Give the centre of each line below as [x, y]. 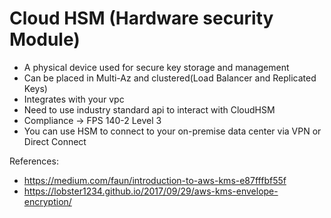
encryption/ [47, 201]
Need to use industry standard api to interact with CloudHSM [149, 109]
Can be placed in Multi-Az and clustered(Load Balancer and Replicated [170, 78]
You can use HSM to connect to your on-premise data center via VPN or [172, 131]
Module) [45, 39]
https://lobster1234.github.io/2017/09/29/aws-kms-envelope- [151, 191]
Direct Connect [55, 141]
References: [34, 161]
